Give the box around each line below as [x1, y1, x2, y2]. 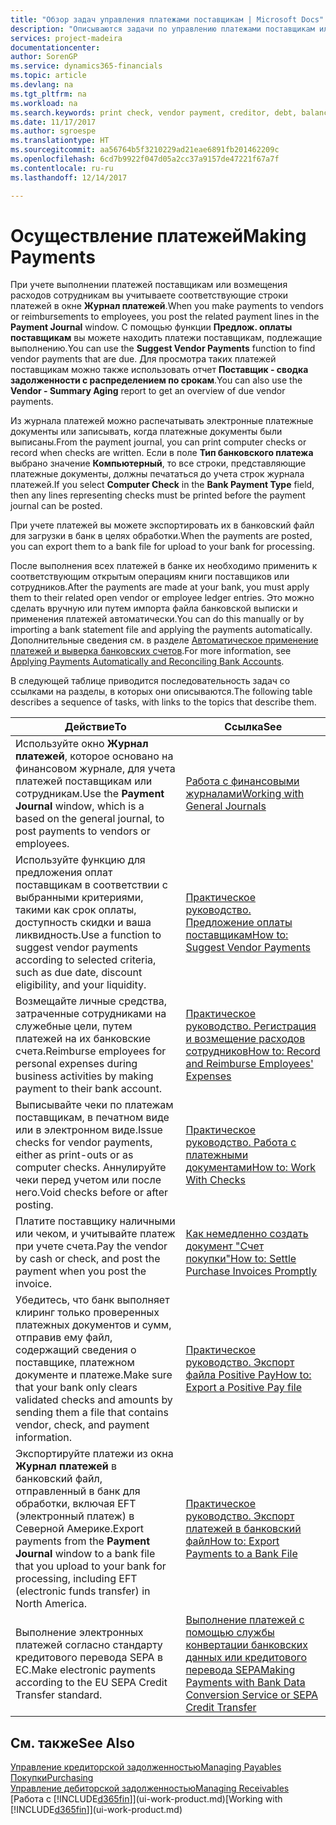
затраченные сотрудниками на [15, 1007, 167, 1021]
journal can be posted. [10, 500, 103, 512]
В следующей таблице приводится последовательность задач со [10, 675, 291, 687]
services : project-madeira [10, 33, 123, 43]
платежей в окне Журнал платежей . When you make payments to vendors [10, 300, 324, 312]
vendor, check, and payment [15, 1418, 150, 1432]
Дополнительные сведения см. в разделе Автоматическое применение [10, 634, 319, 646]
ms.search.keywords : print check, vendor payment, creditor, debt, [10, 107, 298, 118]
